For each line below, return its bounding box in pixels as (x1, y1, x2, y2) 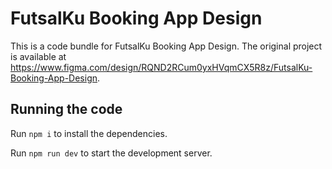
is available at (10, 50, 67, 62)
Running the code (10, 101, 123, 118)
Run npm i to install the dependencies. (10, 127, 168, 139)
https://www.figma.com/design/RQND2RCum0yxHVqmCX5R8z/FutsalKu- (10, 61, 313, 73)
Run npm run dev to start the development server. (10, 147, 213, 159)
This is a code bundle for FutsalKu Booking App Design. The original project (10, 40, 323, 52)
